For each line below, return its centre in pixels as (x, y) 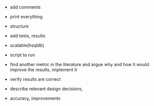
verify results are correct (35, 79)
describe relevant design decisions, (46, 89)
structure (19, 26)
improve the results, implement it (43, 70)
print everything (26, 17)
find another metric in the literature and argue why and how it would (79, 64)
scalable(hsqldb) (27, 45)
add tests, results (28, 36)
